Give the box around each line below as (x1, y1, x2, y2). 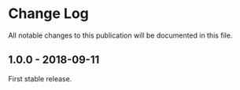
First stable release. (8, 74, 72, 83)
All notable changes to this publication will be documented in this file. (8, 31, 233, 40)
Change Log (8, 5, 89, 23)
